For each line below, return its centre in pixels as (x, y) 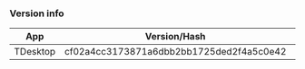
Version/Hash (175, 37)
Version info (37, 13)
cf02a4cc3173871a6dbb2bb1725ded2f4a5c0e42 (175, 52)
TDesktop (35, 52)
